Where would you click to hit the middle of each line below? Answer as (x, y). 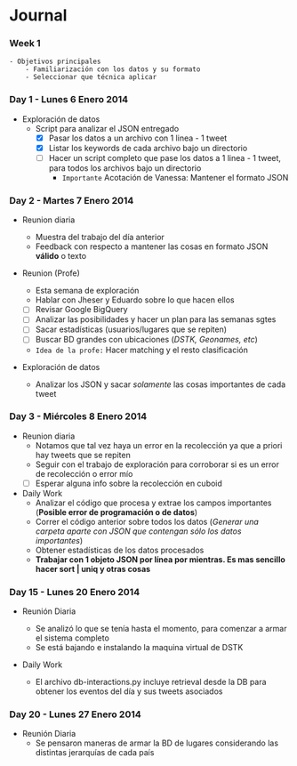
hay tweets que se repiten (83, 455)
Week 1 (25, 44)
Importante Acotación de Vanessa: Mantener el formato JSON (175, 177)
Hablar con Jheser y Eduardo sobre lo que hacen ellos (135, 300)
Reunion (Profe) (51, 273)
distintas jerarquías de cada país (95, 753)
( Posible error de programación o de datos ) (116, 512)
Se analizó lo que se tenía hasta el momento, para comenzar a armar (161, 629)
